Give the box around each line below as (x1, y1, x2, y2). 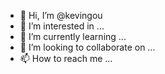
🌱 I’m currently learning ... (19, 31, 127, 42)
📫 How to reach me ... (19, 53, 113, 64)
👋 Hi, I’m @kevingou (19, 10, 103, 21)
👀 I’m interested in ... (19, 20, 105, 32)
